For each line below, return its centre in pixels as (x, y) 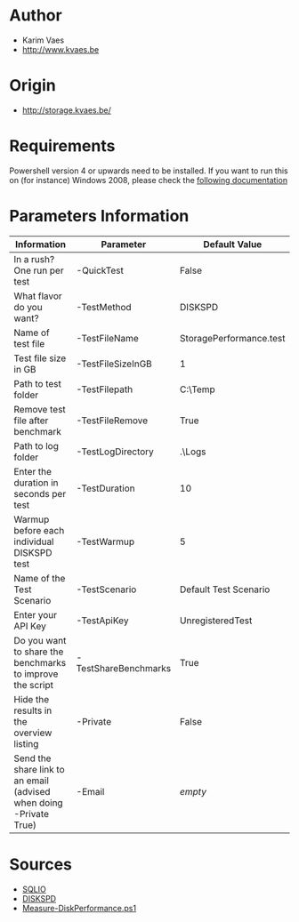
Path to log (36, 445)
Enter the (32, 471)
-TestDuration (105, 488)
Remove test (40, 409)
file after (31, 421)
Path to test (38, 383)
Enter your (36, 614)
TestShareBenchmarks (124, 668)
